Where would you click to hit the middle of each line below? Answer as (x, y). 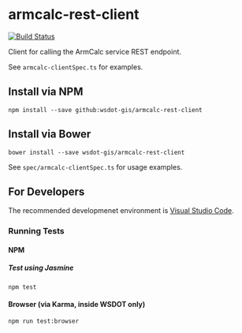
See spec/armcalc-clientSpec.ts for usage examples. (95, 166)
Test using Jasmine (41, 268)
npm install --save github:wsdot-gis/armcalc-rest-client (105, 110)
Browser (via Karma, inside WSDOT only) (77, 305)
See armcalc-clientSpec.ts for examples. (76, 67)
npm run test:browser (44, 321)
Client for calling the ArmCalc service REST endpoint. (95, 51)
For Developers (47, 191)
